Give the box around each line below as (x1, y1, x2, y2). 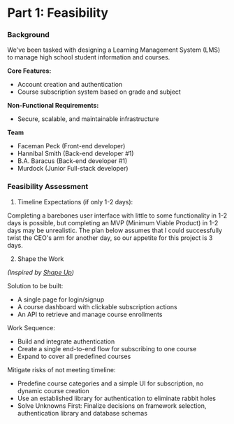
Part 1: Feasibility (7, 5, 109, 21)
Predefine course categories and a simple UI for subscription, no (17, 379, 204, 388)
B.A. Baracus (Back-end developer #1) (17, 157, 128, 165)
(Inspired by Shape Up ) (7, 268, 75, 276)
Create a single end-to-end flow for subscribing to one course (17, 344, 197, 353)
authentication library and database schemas (17, 409, 148, 417)
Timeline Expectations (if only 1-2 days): (17, 197, 133, 206)
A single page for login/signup (17, 295, 105, 304)
